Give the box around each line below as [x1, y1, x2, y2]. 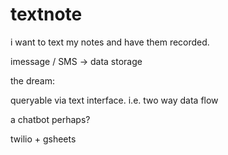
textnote [10, 3, 83, 26]
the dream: [10, 74, 56, 87]
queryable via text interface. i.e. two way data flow [10, 94, 219, 106]
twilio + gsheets [10, 133, 77, 145]
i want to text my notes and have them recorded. [10, 36, 210, 48]
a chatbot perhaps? [10, 113, 91, 125]
